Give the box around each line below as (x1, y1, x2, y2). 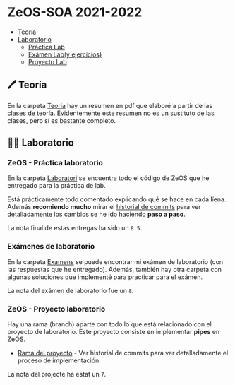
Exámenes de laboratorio (7, 242, 95, 251)
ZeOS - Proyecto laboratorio (7, 304, 106, 314)
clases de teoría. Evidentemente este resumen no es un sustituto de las (7, 109, 215, 117)
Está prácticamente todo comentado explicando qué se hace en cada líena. (7, 195, 227, 203)
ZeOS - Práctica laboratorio (7, 158, 104, 168)
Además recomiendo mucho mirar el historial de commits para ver (7, 203, 201, 211)
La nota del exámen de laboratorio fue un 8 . (7, 286, 134, 295)
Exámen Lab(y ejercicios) (28, 50, 102, 59)
